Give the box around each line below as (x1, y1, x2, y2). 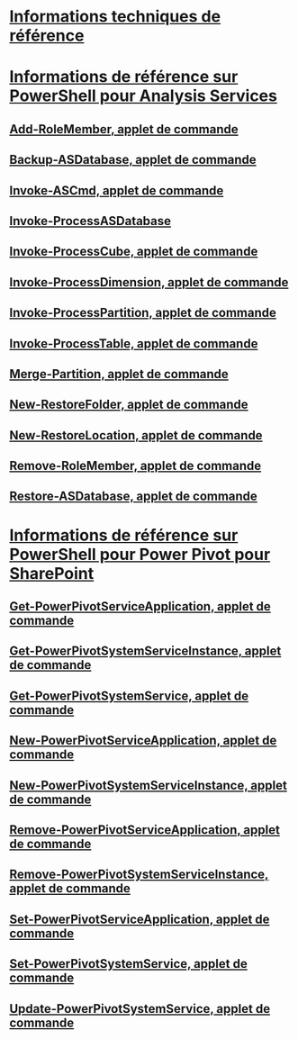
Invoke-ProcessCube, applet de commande (9, 244, 258, 259)
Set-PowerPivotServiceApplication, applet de (9, 911, 270, 926)
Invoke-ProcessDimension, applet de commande (9, 275, 289, 290)
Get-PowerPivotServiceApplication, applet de (9, 599, 272, 614)
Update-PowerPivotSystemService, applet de (9, 1001, 271, 1016)
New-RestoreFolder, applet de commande (9, 397, 249, 412)
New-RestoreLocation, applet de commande (9, 428, 263, 443)
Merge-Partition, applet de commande (9, 366, 230, 382)
